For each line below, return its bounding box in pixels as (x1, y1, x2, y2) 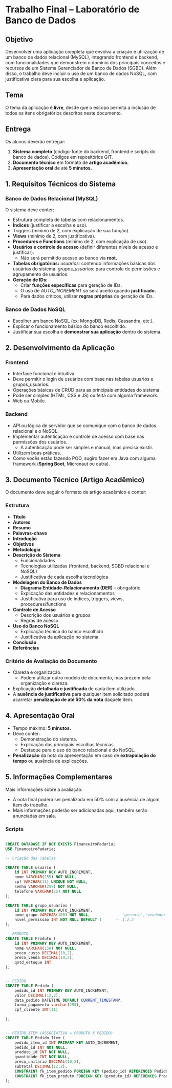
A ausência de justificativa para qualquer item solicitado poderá (12, 691, 149, 697)
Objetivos (12, 541, 34, 547)
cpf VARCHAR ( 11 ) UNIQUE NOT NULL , (14, 879, 88, 884)
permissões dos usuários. (12, 438, 68, 445)
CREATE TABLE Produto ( (5, 936, 56, 941)
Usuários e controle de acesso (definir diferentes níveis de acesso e (12, 244, 158, 250)
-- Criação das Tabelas (5, 856, 56, 861)
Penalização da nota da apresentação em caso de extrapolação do (12, 752, 156, 759)
